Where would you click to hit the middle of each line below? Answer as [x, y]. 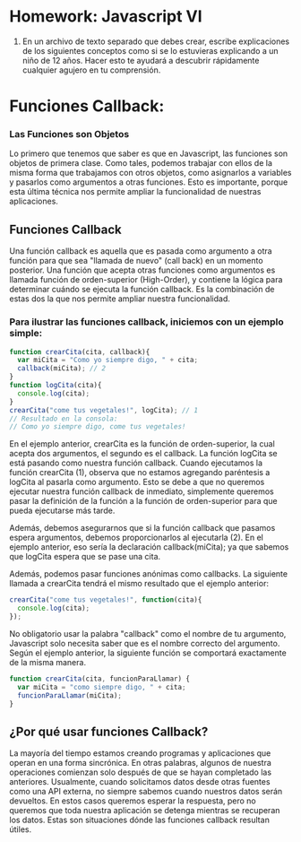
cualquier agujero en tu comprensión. [91, 70]
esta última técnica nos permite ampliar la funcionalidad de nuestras [135, 192]
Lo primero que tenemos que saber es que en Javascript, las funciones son [149, 153]
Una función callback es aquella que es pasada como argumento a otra [141, 251]
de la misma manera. [48, 662]
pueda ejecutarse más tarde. [62, 511]
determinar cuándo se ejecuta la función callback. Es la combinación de [142, 290]
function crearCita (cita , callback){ [80, 352]
